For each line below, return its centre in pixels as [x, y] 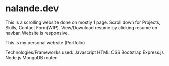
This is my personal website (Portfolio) [45, 42]
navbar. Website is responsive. [37, 33]
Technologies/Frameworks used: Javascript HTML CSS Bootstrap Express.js [85, 52]
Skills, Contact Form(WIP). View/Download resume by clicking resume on [81, 27]
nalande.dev [32, 9]
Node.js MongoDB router [31, 57]
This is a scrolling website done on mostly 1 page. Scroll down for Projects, [83, 22]
